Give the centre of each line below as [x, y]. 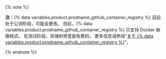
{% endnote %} [21, 52]
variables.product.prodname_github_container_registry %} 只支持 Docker [80, 30]
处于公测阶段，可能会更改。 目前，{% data [49, 24]
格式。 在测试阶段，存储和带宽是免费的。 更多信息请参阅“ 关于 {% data [81, 36]
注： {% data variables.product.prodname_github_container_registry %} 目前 [83, 17]
